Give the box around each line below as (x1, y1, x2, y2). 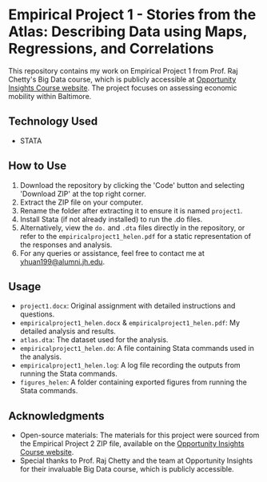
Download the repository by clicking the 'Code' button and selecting (19, 180, 245, 189)
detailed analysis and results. (19, 326, 116, 337)
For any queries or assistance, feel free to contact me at (19, 248, 205, 257)
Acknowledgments (8, 409, 106, 423)
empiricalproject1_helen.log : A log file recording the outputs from (19, 361, 241, 370)
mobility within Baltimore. (8, 91, 92, 101)
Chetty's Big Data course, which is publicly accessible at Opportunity (8, 74, 237, 84)
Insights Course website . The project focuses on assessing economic (8, 82, 237, 93)
